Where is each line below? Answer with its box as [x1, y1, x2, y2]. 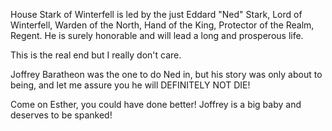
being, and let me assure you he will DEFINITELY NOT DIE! [10, 79, 251, 91]
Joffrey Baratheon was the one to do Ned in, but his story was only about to [10, 69, 323, 80]
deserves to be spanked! [10, 109, 113, 121]
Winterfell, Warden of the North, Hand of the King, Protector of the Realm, [10, 19, 315, 31]
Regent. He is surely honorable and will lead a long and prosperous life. [10, 30, 304, 41]
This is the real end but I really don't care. [10, 49, 182, 61]
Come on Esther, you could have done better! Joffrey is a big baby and [10, 99, 302, 110]
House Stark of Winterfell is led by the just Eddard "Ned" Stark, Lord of [10, 9, 303, 20]
